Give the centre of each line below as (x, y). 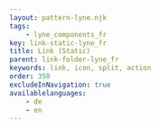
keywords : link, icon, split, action (80, 69)
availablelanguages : (48, 93)
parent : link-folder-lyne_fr (64, 59)
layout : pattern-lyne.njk (58, 18)
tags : (19, 26)
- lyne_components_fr (66, 34)
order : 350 (30, 77)
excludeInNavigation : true (60, 85)
